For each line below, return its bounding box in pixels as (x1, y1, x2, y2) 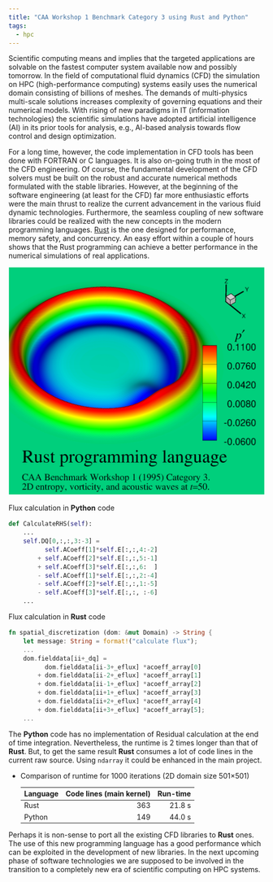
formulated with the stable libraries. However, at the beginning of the (8, 181, 239, 191)
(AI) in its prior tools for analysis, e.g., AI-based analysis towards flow (8, 123, 241, 133)
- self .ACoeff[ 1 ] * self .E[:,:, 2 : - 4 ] (37, 571, 158, 579)
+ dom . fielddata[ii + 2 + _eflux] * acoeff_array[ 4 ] (37, 697, 201, 705)
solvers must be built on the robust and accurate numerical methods (8, 173, 238, 183)
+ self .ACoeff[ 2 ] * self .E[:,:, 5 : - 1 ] (37, 554, 158, 562)
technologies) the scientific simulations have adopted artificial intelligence (8, 114, 257, 124)
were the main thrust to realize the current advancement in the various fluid (8, 199, 262, 209)
